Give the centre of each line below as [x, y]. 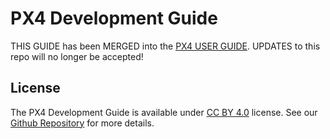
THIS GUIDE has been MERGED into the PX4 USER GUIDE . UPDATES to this [165, 46]
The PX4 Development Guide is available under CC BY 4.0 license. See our [164, 112]
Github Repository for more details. [82, 123]
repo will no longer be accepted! [77, 56]
